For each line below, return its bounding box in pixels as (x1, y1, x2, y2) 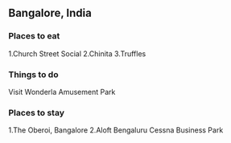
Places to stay (8, 107, 64, 118)
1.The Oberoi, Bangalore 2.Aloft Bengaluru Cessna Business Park (8, 125, 224, 135)
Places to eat (8, 31, 60, 42)
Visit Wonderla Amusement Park (8, 87, 116, 96)
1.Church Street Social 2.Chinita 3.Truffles (8, 48, 146, 59)
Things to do (8, 68, 59, 80)
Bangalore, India (8, 6, 93, 20)
